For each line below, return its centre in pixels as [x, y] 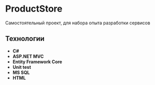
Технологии [25, 39]
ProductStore [34, 9]
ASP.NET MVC [28, 56]
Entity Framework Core [37, 62]
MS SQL [21, 72]
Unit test [22, 67]
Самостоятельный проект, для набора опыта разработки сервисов [78, 23]
